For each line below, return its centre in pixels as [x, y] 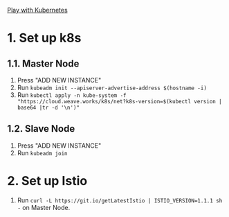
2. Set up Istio [47, 181]
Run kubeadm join [42, 153]
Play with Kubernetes [37, 10]
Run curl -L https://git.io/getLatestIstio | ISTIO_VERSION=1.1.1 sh [120, 200]
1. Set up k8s [44, 38]
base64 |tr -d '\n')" [48, 107]
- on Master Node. [44, 207]
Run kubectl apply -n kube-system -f [72, 95]
